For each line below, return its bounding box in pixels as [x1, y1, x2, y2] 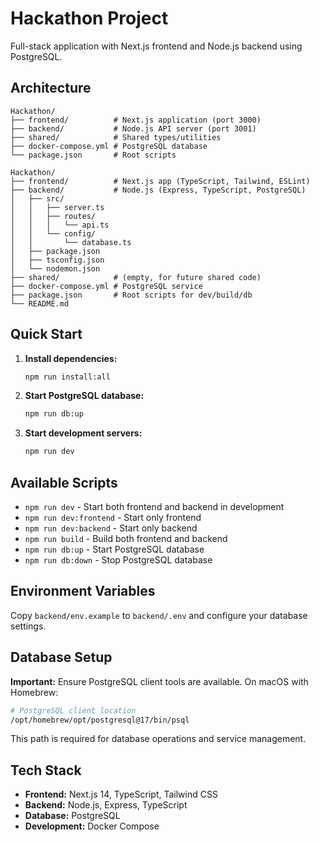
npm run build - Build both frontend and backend [24, 533, 228, 544]
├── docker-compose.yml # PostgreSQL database [10, 141, 208, 151]
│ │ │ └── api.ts [10, 220, 110, 230]
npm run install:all [24, 372, 111, 382]
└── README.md [10, 298, 70, 309]
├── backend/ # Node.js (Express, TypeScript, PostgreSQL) [10, 185, 307, 195]
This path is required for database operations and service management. [10, 733, 307, 745]
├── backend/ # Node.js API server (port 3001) [10, 123, 257, 134]
